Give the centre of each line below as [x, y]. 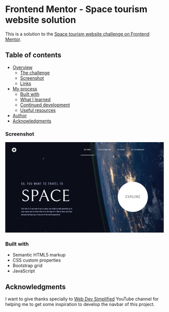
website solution [41, 20]
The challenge [35, 73]
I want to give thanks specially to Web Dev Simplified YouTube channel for [82, 299]
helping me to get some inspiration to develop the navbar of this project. [80, 304]
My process [25, 89]
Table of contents [33, 55]
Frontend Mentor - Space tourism [76, 9]
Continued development [45, 105]
